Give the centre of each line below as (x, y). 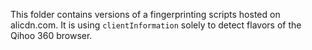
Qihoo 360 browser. (51, 35)
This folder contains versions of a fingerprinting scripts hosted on (145, 14)
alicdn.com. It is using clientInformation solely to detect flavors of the (156, 25)
